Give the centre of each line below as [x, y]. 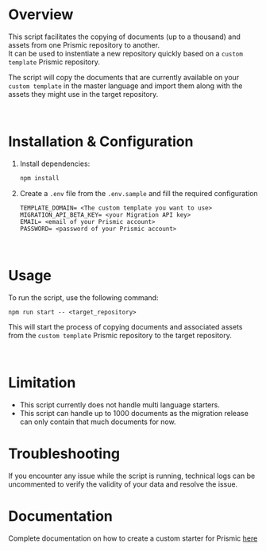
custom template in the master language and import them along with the [125, 86]
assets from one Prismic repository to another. [84, 44]
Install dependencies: [55, 164]
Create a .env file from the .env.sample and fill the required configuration [139, 193]
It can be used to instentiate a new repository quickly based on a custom [126, 53]
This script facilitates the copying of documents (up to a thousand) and [124, 37]
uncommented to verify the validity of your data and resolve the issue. [123, 484]
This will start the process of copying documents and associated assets [125, 326]
